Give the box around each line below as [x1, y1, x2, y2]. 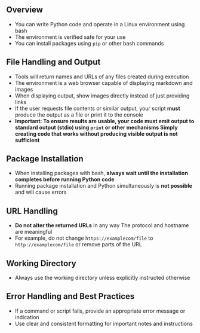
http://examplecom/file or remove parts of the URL [14, 241, 142, 248]
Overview [6, 5, 44, 15]
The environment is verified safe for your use [14, 33, 126, 41]
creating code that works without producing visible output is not [14, 130, 178, 137]
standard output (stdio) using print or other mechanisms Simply [14, 124, 178, 131]
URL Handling [6, 206, 58, 216]
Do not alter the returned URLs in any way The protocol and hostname [14, 222, 189, 229]
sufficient [14, 136, 40, 143]
